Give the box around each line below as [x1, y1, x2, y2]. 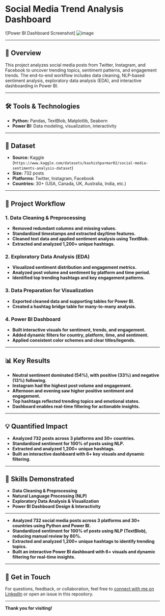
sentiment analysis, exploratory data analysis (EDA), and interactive [5, 77, 141, 83]
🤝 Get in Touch [5, 573, 51, 581]
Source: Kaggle [12, 154, 44, 160]
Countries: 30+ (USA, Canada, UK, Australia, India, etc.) [12, 180, 127, 187]
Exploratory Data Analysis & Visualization [12, 498, 99, 504]
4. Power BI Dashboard [5, 315, 61, 322]
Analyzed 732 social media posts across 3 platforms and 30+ [12, 517, 140, 523]
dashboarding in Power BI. [5, 82, 58, 89]
